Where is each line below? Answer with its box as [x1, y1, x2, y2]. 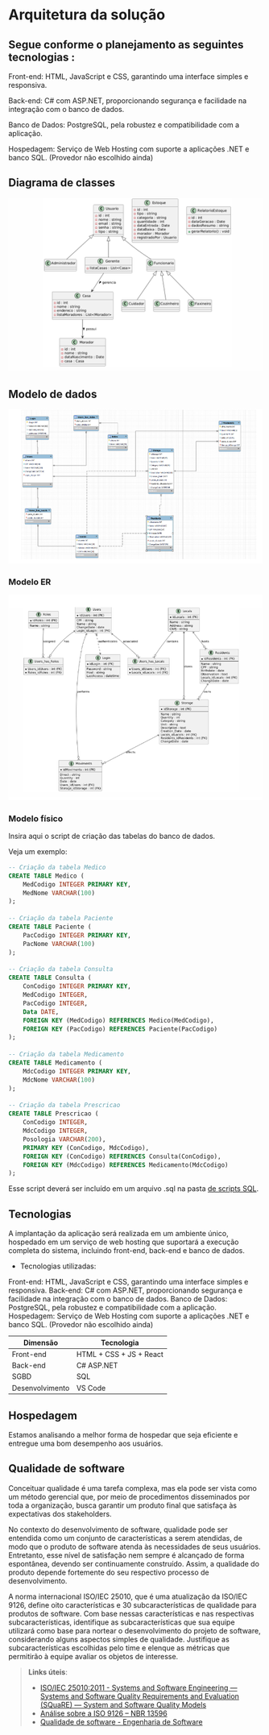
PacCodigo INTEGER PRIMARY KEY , [23, 931, 131, 940]
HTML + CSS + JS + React [76, 1349, 163, 1359]
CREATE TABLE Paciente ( [8, 923, 92, 932]
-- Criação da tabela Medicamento [8, 1050, 125, 1059]
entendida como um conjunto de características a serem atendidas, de [8, 1533, 243, 1542]
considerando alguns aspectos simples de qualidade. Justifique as [8, 1634, 230, 1644]
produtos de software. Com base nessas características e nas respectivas [8, 1608, 255, 1618]
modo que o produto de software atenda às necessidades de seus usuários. [8, 1542, 261, 1551]
